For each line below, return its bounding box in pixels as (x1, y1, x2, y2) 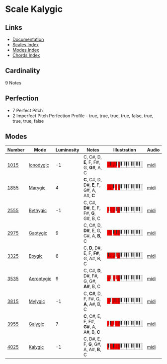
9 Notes (5, 79, 21, 85)
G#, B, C (83, 215, 101, 221)
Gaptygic (29, 230, 48, 236)
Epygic (29, 253, 43, 259)
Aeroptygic (29, 276, 52, 282)
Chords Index (12, 52, 40, 58)
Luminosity (55, 146, 80, 152)
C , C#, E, (83, 313, 101, 319)
